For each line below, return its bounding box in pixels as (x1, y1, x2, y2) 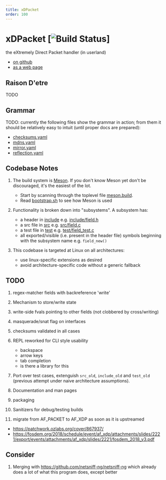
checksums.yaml (12, 134, 47, 140)
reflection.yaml (12, 150, 43, 156)
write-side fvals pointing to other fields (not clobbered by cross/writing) (12, 309, 159, 315)
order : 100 (5, 12, 28, 17)
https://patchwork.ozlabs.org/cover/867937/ (12, 426, 104, 432)
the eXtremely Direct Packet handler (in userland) (5, 49, 106, 55)
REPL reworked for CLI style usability (12, 337, 88, 343)
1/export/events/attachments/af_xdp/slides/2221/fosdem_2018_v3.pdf (12, 436, 155, 442)
